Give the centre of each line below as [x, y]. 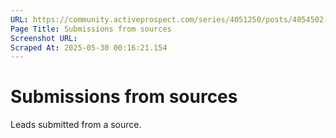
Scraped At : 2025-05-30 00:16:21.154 [89, 47]
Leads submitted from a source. [76, 125]
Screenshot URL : [44, 38]
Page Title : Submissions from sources [91, 29]
